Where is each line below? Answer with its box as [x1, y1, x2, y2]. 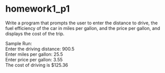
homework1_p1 [5, 3, 70, 15]
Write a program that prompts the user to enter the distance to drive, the [5, 20, 158, 26]
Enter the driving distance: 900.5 [5, 46, 75, 52]
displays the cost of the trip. [5, 30, 65, 36]
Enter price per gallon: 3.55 [5, 56, 63, 62]
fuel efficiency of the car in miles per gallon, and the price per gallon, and [5, 25, 160, 31]
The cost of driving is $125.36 [5, 62, 68, 68]
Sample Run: [5, 40, 32, 46]
